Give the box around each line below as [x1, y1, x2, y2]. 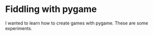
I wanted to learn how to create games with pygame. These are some [5, 20, 148, 26]
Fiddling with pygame [5, 3, 97, 15]
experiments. [5, 25, 33, 31]
